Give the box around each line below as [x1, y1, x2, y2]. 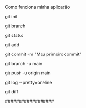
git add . [5, 42, 22, 48]
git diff [5, 89, 19, 94]
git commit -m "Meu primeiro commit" [5, 51, 82, 57]
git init [5, 14, 18, 19]
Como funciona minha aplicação [5, 4, 70, 10]
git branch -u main [5, 61, 43, 66]
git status [5, 33, 24, 38]
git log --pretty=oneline [5, 80, 52, 85]
